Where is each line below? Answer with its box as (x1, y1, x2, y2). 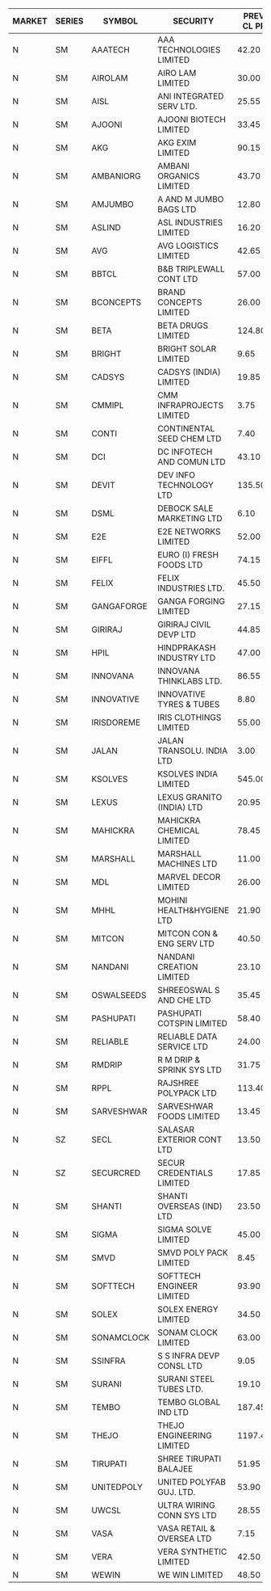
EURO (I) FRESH (156, 549, 219, 560)
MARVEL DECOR (156, 872, 221, 882)
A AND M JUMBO (156, 194, 224, 204)
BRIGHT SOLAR (156, 343, 217, 354)
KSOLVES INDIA (156, 768, 219, 779)
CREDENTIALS (156, 1168, 214, 1178)
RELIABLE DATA (156, 1031, 218, 1042)
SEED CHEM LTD (156, 433, 222, 444)
